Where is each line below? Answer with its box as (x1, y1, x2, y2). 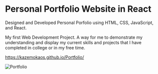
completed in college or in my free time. (5, 45, 86, 50)
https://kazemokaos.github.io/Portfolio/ (5, 54, 84, 60)
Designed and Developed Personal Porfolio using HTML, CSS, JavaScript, (5, 20, 154, 25)
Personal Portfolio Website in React (5, 3, 152, 15)
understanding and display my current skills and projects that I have (5, 39, 142, 45)
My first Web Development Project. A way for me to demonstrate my (5, 34, 143, 40)
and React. (5, 25, 27, 30)
